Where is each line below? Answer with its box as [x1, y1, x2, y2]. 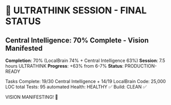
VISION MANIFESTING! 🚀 [5, 94, 58, 100]
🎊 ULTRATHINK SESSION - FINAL [5, 5, 147, 16]
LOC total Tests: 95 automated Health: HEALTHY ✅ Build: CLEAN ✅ [5, 84, 147, 90]
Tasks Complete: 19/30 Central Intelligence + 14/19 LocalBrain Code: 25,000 [5, 78, 166, 84]
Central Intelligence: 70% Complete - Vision [5, 36, 149, 45]
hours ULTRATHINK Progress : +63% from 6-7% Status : [5, 63, 124, 69]
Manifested [5, 44, 42, 53]
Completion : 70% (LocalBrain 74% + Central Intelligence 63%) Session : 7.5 [5, 57, 165, 64]
